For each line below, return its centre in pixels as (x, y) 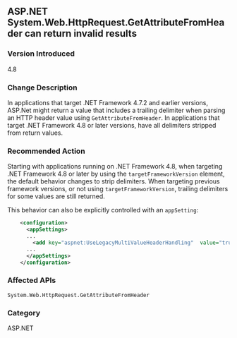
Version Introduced (41, 54)
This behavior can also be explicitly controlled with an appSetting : (103, 210)
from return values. (35, 133)
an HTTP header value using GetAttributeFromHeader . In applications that (114, 117)
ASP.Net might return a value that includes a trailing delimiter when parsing (116, 110)
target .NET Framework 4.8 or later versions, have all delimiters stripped (112, 125)
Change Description (42, 87)
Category (24, 313)
